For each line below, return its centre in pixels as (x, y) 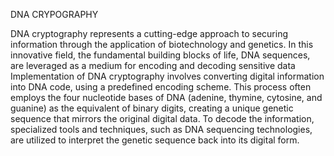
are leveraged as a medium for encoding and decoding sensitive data (153, 65)
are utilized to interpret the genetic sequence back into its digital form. (155, 140)
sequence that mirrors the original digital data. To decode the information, (162, 118)
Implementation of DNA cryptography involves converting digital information (167, 76)
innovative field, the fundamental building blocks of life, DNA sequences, (160, 55)
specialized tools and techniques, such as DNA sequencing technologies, (161, 129)
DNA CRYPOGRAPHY (54, 14)
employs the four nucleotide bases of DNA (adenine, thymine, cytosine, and (166, 97)
